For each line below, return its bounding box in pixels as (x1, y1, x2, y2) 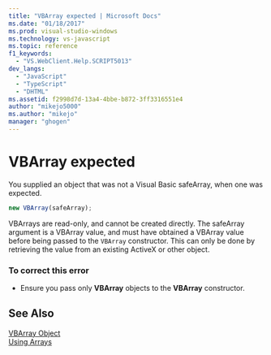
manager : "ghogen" (8, 118, 71, 126)
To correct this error (8, 265, 89, 276)
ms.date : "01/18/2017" (8, 19, 85, 28)
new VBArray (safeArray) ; (8, 204, 92, 212)
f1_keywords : (8, 50, 53, 58)
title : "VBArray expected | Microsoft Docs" (8, 11, 161, 20)
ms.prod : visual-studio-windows (8, 27, 118, 35)
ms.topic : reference (8, 42, 79, 50)
